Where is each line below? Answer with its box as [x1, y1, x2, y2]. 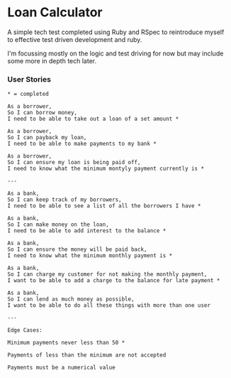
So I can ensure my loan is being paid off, [7, 159, 141, 166]
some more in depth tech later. [7, 56, 97, 65]
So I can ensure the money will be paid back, [7, 246, 147, 253]
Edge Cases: [7, 327, 43, 334]
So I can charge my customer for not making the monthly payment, [7, 271, 208, 278]
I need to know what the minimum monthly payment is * [7, 252, 173, 259]
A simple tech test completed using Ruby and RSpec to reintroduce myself [7, 28, 225, 36]
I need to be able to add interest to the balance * [7, 227, 167, 234]
